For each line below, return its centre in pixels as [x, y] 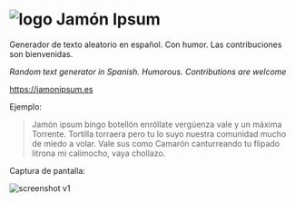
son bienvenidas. [41, 53]
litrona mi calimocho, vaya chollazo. [98, 153]
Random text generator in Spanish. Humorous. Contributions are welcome [148, 72]
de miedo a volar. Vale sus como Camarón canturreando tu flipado [156, 143]
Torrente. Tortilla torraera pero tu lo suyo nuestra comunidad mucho [159, 134]
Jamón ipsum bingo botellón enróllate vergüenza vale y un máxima [157, 124]
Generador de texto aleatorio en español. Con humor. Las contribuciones [146, 44]
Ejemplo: [26, 106]
